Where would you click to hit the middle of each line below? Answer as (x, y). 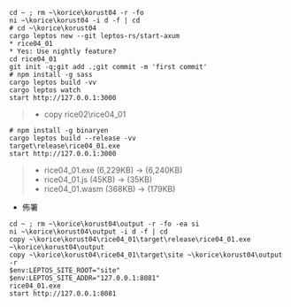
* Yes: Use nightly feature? (63, 51)
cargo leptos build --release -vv (73, 138)
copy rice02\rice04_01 (85, 114)
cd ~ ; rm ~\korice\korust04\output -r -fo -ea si (104, 224)
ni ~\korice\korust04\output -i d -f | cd (88, 232)
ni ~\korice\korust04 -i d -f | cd (75, 20)
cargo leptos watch (45, 90)
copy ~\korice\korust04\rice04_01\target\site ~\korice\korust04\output (146, 255)
